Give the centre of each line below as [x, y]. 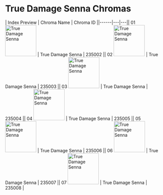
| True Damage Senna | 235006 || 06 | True [98, 150]
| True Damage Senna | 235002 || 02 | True [97, 54]
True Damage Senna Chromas [68, 9]
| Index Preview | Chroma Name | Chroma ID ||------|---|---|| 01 [70, 22]
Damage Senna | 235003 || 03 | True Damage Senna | [77, 86]
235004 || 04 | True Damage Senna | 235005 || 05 [73, 118]
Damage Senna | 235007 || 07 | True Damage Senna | [76, 183]
